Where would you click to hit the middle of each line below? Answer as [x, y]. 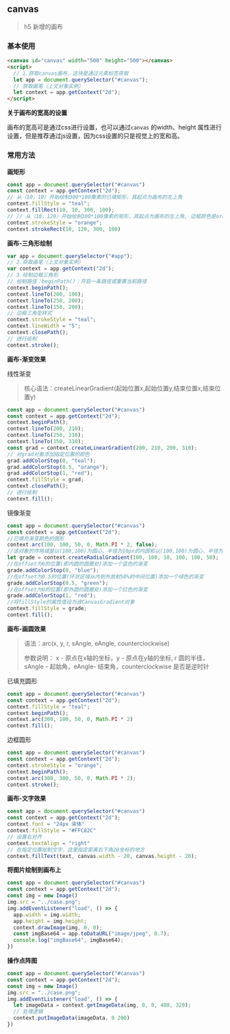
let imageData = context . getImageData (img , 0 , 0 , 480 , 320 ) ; [102, 1005]
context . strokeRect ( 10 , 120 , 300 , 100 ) [64, 229]
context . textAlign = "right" [49, 843]
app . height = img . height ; [50, 921]
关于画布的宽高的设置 [37, 113]
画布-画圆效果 [27, 629]
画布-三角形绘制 [30, 243]
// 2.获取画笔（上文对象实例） [46, 262]
